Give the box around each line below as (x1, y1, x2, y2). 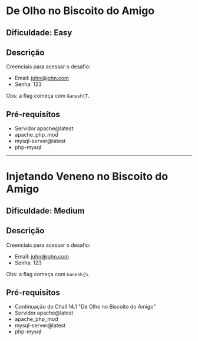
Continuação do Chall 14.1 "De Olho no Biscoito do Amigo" (14, 303, 156, 310)
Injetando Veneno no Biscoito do (6, 170, 169, 183)
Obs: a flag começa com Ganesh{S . (6, 270, 90, 277)
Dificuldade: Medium (6, 206, 85, 216)
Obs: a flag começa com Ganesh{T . (6, 92, 90, 100)
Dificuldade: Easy (6, 28, 72, 38)
